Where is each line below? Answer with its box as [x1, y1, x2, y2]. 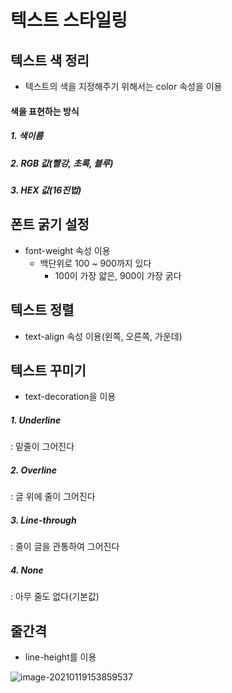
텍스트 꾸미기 [10, 362, 87, 379]
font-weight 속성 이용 [24, 244, 111, 256]
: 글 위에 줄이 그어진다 [10, 491, 96, 503]
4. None [10, 564, 44, 576]
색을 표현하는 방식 [10, 105, 80, 117]
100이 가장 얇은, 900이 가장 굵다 [54, 269, 182, 281]
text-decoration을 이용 [24, 391, 117, 403]
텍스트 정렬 [10, 302, 75, 319]
